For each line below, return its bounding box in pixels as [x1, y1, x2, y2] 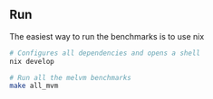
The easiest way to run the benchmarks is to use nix [9, 31, 205, 41]
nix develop [9, 57, 54, 66]
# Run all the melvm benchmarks [9, 73, 131, 82]
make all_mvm [9, 81, 59, 91]
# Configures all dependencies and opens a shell [9, 49, 201, 58]
